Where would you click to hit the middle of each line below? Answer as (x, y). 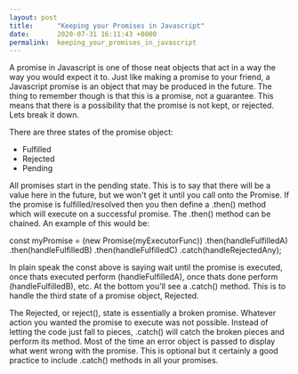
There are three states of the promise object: (91, 132)
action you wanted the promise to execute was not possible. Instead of (139, 322)
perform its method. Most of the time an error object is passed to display (142, 341)
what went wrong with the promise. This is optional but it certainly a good (144, 351)
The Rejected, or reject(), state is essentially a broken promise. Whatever (143, 313)
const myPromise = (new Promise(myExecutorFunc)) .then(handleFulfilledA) (149, 240)
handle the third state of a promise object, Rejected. (104, 296)
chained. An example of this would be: (79, 224)
